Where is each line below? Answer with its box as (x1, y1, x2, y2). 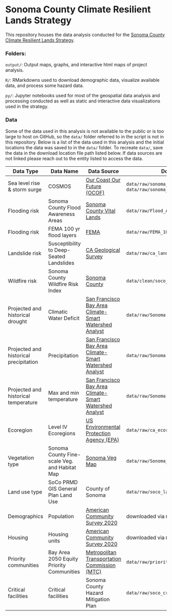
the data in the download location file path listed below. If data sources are (5, 150, 163, 156)
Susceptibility (48, 240, 81, 247)
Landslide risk (8, 250, 42, 257)
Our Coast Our (85, 176, 121, 183)
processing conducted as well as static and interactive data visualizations (5, 98, 160, 104)
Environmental (85, 423, 121, 430)
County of (85, 485, 110, 492)
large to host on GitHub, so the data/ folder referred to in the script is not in (5, 133, 164, 139)
